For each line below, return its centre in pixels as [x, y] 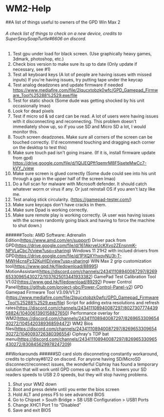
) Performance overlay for [93, 313]
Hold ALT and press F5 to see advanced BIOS [58, 394]
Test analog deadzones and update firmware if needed [68, 85]
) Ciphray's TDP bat [89, 334]
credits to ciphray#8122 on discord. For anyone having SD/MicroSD [73, 359]
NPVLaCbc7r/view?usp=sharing [38, 251]
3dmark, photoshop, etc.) [38, 59]
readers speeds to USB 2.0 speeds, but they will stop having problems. [77, 375]
